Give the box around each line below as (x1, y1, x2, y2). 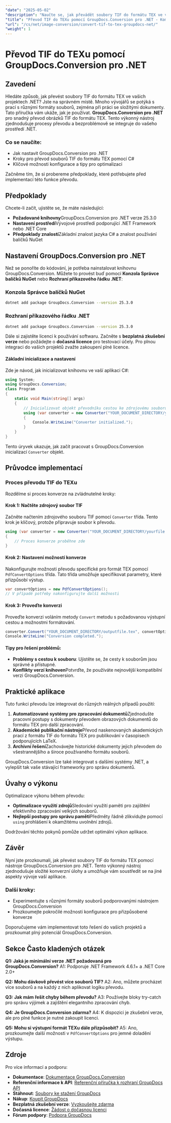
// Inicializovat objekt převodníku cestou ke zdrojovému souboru (23, 405, 167, 411)
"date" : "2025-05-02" (5, 7, 51, 13)
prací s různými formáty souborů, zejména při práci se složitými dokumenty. (5, 104, 165, 111)
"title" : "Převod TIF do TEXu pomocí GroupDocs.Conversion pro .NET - (5, 17, 158, 22)
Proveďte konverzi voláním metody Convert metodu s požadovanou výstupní (5, 613, 165, 620)
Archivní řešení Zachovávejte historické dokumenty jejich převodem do (12, 743, 162, 750)
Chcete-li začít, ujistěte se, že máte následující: (5, 205, 104, 211)
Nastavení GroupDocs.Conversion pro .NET (5, 251, 146, 260)
